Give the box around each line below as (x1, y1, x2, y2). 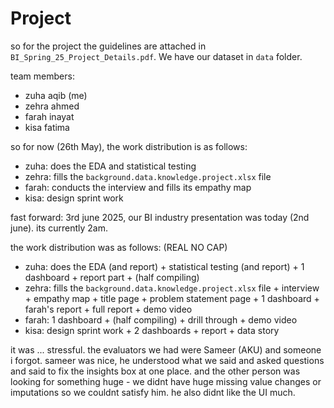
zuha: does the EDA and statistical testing (24, 160, 197, 172)
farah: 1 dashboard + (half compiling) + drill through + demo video (24, 313, 298, 326)
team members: (10, 70, 75, 82)
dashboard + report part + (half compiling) (24, 271, 200, 283)
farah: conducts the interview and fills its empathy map (24, 181, 252, 193)
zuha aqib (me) (24, 89, 88, 101)
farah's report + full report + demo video (24, 303, 193, 315)
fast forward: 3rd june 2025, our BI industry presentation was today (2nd (10, 211, 310, 223)
